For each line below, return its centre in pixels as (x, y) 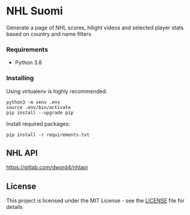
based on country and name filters (49, 34)
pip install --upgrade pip (40, 113)
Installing (20, 78)
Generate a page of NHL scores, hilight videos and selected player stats (95, 28)
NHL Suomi (34, 11)
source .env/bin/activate (38, 107)
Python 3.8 (28, 63)
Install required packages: (38, 123)
